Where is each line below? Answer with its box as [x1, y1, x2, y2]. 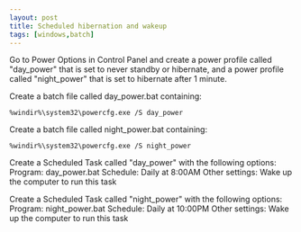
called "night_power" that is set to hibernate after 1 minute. [9, 74, 227, 85]
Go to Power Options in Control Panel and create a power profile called [9, 55, 272, 66]
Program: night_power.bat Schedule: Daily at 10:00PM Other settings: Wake [9, 203, 290, 214]
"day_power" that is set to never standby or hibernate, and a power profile [9, 64, 284, 75]
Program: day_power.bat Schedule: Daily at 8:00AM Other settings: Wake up [9, 167, 293, 178]
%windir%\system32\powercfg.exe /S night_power [9, 141, 192, 151]
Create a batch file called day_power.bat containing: [9, 91, 203, 102]
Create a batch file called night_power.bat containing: [9, 124, 208, 135]
